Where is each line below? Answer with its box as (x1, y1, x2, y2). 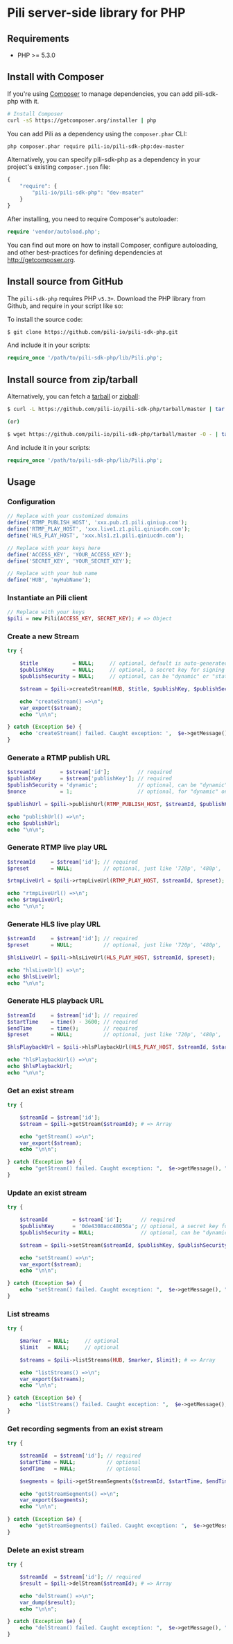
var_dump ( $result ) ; (19, 1599, 76, 1606)
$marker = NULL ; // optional (19, 1337, 119, 1345)
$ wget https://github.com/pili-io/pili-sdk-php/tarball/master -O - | (7, 430, 218, 437)
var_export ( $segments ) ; (19, 1497, 89, 1504)
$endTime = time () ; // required (7, 1024, 138, 1032)
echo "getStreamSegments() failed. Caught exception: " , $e (19, 1522, 200, 1529)
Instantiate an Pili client (7, 593, 88, 603)
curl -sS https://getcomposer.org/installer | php (7, 117, 157, 124)
